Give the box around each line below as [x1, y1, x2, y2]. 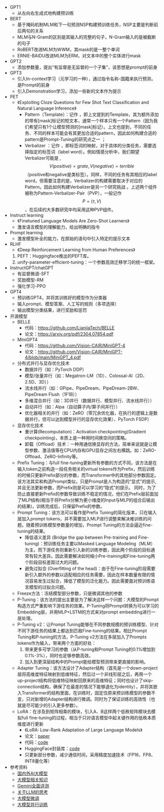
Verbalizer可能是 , [24, 155, 61, 161]
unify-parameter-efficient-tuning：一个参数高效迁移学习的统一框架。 [17, 259, 158, 265]
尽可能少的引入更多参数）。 [26, 703, 81, 708]
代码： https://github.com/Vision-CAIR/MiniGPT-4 [24, 343, 125, 348]
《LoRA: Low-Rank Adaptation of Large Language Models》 [24, 727, 143, 733]
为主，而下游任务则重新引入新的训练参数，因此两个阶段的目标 [24, 547, 151, 553]
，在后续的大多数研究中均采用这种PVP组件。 [24, 206, 116, 212]
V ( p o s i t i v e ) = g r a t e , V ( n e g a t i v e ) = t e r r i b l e [49, 163, 135, 169]
